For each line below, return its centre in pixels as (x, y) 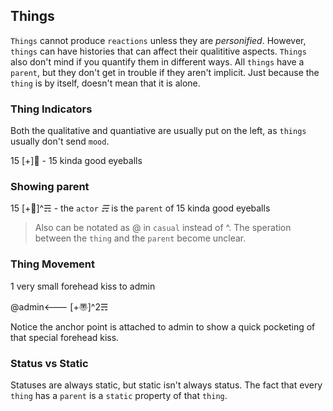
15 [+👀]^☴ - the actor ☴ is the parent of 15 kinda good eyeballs (140, 208)
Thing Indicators (51, 109)
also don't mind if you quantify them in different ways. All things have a (157, 61)
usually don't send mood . (60, 141)
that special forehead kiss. (65, 337)
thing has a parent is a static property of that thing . (119, 395)
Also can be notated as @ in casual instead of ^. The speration (163, 228)
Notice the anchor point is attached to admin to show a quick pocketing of (163, 326)
